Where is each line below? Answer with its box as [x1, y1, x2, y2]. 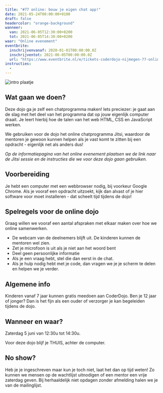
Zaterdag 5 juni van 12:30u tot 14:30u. [5, 330, 81, 336]
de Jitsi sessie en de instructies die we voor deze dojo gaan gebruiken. [5, 156, 147, 162]
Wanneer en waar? [5, 317, 63, 326]
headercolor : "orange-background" [5, 20, 75, 26]
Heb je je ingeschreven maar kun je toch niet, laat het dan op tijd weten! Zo [5, 367, 155, 373]
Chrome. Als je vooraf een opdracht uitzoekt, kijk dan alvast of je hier [5, 188, 144, 194]
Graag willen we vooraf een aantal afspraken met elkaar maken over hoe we [5, 220, 157, 226]
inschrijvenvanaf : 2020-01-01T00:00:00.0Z [9, 48, 97, 53]
